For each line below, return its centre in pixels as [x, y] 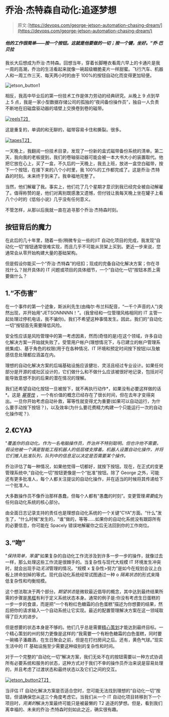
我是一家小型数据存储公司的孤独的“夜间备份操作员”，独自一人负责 [91, 102]
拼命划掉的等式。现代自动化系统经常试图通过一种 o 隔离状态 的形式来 [84, 575]
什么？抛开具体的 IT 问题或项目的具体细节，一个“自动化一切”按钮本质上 [83, 269]
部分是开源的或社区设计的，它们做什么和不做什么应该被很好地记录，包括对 [82, 371]
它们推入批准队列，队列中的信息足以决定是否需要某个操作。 [67, 456]
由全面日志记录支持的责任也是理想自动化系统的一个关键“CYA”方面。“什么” [81, 513]
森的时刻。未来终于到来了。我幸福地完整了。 [51, 176]
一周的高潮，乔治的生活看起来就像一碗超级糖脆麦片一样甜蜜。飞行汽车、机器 [84, 69]
